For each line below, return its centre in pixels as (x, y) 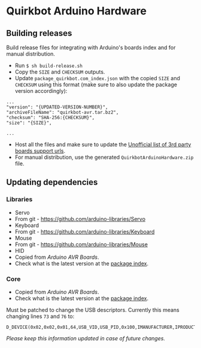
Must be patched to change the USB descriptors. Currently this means (93, 310)
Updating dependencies (52, 182)
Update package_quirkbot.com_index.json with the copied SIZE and (98, 78)
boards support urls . (40, 151)
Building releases (39, 33)
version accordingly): (41, 91)
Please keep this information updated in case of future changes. (86, 338)
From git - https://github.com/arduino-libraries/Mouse (81, 244)
